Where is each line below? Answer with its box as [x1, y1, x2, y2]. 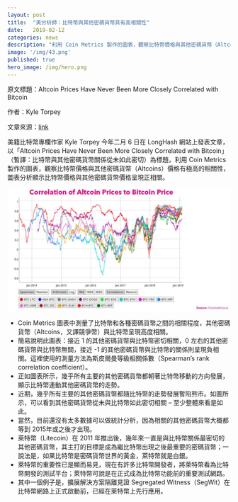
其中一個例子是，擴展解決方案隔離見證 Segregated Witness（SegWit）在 [17, 478, 230, 486]
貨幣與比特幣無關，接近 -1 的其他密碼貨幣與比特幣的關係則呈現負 [23, 345, 213, 353]
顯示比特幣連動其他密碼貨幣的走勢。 [17, 380, 124, 389]
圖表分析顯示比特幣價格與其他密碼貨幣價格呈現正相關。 [7, 173, 169, 181]
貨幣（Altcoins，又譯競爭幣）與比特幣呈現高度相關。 [17, 327, 172, 336]
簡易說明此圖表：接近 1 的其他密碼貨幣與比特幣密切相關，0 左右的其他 [17, 336, 222, 345]
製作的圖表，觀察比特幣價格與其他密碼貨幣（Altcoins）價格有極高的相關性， [7, 164, 230, 173]
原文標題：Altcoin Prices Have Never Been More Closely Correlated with [7, 85, 219, 93]
